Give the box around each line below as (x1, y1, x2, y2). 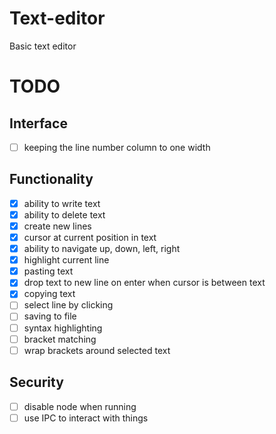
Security (9, 374, 64, 391)
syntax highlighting (23, 322, 103, 334)
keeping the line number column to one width (23, 141, 211, 153)
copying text (23, 288, 76, 300)
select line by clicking (23, 299, 114, 311)
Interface (9, 115, 68, 132)
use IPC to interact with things (23, 412, 149, 424)
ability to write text (23, 197, 101, 209)
